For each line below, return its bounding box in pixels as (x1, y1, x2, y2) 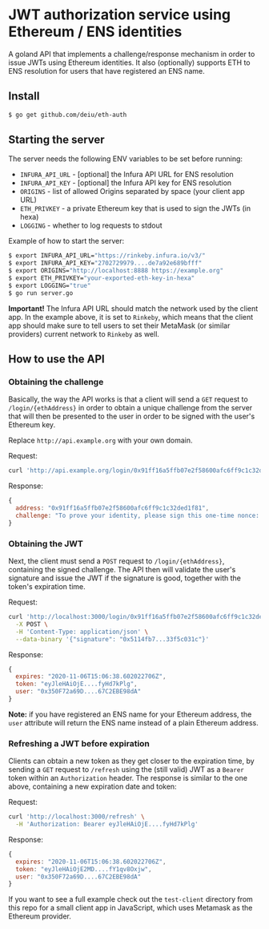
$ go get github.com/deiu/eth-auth (8, 111, 127, 119)
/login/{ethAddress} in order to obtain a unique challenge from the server (8, 403, 253, 413)
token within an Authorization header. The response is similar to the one (8, 773, 248, 783)
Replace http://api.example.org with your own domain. (8, 435, 194, 446)
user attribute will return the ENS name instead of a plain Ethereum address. (8, 717, 259, 727)
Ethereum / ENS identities (8, 22, 183, 41)
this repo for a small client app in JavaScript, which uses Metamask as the (8, 903, 253, 913)
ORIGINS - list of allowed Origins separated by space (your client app (19, 187, 246, 196)
